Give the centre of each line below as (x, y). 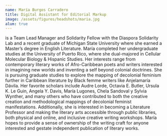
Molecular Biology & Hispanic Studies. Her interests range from (70, 59)
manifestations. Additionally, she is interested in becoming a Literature (78, 107)
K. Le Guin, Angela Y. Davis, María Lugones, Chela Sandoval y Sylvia (76, 91)
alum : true (17, 24)
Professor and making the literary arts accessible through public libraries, (81, 112)
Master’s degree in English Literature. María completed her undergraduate (81, 48)
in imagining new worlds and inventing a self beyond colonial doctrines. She (84, 70)
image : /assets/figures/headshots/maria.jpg (52, 19)
